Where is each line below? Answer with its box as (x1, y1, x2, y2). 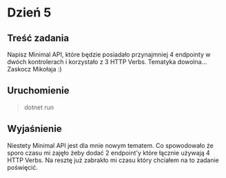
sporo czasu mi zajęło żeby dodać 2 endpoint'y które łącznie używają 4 (7, 148, 210, 157)
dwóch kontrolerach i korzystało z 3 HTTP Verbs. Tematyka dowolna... (7, 58, 207, 66)
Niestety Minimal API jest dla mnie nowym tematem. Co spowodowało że (7, 141, 214, 149)
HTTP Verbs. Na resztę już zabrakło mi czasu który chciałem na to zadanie (7, 156, 219, 164)
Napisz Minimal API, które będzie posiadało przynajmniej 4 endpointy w (7, 50, 211, 58)
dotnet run (23, 103, 54, 111)
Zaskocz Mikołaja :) (7, 65, 62, 73)
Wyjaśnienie (7, 123, 62, 135)
